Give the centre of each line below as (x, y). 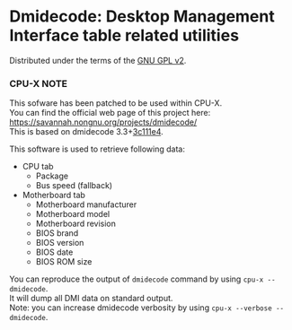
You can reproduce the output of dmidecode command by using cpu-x (137, 279)
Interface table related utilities (124, 35)
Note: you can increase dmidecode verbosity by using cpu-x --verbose (141, 308)
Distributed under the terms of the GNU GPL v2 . (98, 60)
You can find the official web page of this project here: (110, 113)
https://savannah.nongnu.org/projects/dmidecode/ (103, 122)
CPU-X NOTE (39, 83)
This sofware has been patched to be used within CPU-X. (116, 103)
